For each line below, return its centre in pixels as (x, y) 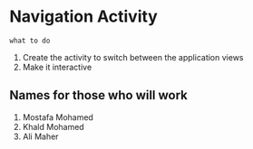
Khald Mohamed (53, 126)
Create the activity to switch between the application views (133, 57)
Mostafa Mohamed (58, 117)
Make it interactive (57, 67)
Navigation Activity (84, 17)
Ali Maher (40, 136)
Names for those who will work (99, 95)
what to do (30, 41)
